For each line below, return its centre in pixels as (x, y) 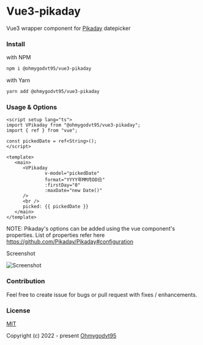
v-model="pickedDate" (72, 173)
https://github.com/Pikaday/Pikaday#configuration (70, 242)
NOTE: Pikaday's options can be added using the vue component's (91, 229)
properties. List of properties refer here (56, 235)
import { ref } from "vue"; (42, 131)
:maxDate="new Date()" (74, 191)
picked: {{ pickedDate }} (55, 207)
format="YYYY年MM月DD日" (75, 180)
